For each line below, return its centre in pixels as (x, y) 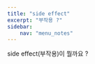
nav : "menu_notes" (46, 33)
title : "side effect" (39, 14)
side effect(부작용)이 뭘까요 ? (48, 54)
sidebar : (20, 26)
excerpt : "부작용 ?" (35, 20)
